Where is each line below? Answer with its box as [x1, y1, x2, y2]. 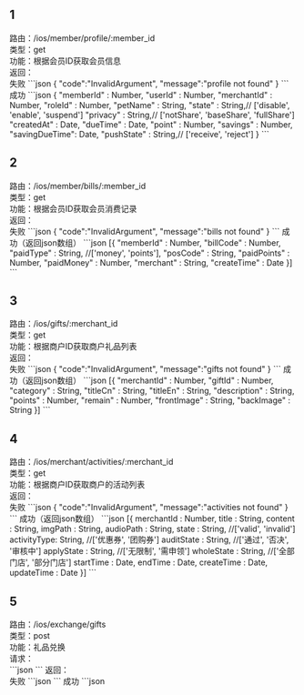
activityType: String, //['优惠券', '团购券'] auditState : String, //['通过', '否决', [9, 534, 289, 545]
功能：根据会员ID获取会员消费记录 [9, 203, 137, 214]
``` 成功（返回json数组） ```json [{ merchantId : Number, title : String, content [9, 513, 296, 524]
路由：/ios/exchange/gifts [9, 619, 106, 630]
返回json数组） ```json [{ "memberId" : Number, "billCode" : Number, [25, 237, 281, 248]
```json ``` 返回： [9, 664, 70, 676]
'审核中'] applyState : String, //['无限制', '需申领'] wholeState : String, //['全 [9, 546, 288, 557]
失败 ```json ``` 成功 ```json [9, 676, 106, 687]
